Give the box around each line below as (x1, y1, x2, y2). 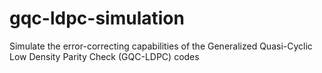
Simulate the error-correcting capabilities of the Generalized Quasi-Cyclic (9, 40, 313, 52)
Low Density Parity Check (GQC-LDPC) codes (9, 50, 200, 62)
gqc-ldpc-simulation (9, 7, 185, 30)
